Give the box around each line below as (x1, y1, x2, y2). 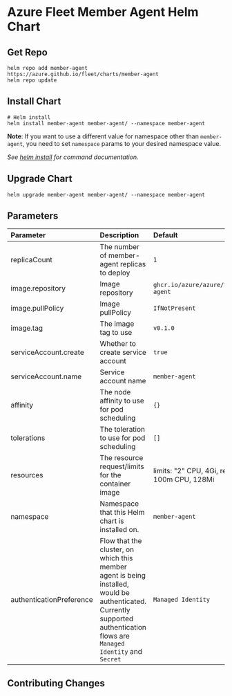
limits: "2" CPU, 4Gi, (153, 466, 219, 476)
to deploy (99, 268, 130, 277)
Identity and (99, 647, 143, 657)
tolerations (10, 433, 46, 443)
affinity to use (99, 396, 145, 405)
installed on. (99, 525, 139, 535)
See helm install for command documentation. (7, 153, 139, 161)
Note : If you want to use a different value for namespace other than (7, 132, 199, 140)
